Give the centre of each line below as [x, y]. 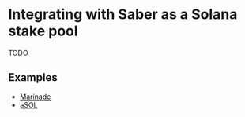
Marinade [35, 97]
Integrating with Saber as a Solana [123, 15]
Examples [33, 77]
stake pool [43, 31]
